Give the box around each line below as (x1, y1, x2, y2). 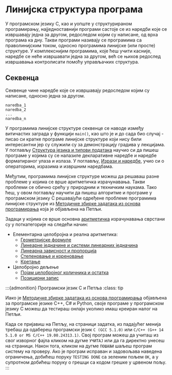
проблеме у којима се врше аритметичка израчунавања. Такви (5, 179, 145, 185)
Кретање (20, 258, 41, 265)
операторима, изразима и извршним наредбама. (5, 163, 113, 169)
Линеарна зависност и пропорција (20, 247, 97, 253)
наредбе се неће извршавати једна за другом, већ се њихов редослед (5, 53, 161, 60)
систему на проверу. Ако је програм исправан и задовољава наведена (5, 348, 162, 354)
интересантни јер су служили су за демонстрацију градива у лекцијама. (5, 141, 165, 147)
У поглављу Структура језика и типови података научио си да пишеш (5, 147, 159, 153)
